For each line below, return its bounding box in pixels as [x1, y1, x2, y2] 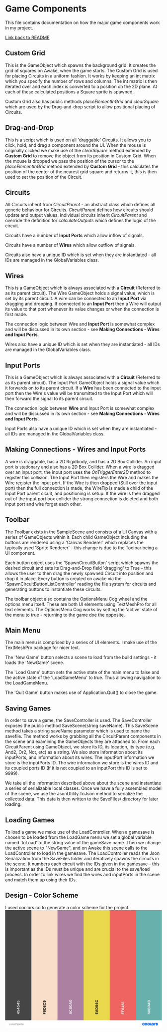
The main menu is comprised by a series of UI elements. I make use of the [5, 640, 158, 646]
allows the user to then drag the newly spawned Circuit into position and [5, 570, 154, 576]
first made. [5, 312, 27, 318]
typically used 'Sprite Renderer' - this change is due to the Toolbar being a [5, 545, 158, 551]
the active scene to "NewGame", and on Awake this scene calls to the [5, 845, 148, 851]
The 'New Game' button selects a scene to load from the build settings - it [5, 655, 157, 661]
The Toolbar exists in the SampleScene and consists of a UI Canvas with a [5, 529, 157, 535]
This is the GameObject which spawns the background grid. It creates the [5, 62, 156, 68]
